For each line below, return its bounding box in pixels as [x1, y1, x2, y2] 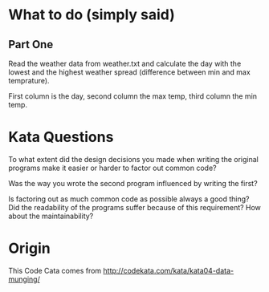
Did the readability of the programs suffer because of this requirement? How [8, 202, 261, 212]
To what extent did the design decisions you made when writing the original [8, 154, 259, 164]
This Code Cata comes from [8, 266, 102, 275]
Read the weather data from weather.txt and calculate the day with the [8, 59, 242, 68]
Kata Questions [8, 128, 114, 146]
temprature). [8, 76, 50, 85]
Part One [8, 38, 54, 51]
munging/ [8, 274, 40, 284]
